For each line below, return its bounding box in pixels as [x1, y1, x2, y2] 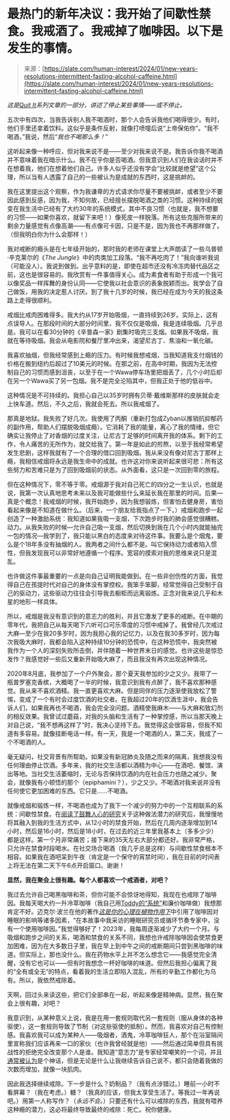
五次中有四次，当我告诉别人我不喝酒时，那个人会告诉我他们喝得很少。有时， [7, 115, 223, 123]
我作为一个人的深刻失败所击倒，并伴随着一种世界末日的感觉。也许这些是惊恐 [7, 646, 223, 654]
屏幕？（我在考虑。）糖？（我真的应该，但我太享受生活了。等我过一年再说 [12, 1088, 220, 1096]
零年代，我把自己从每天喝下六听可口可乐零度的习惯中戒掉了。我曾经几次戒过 [7, 621, 223, 629]
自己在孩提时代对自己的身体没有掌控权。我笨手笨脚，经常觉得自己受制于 [12, 580, 217, 588]
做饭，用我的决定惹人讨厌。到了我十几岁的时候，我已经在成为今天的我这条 [12, 287, 223, 295]
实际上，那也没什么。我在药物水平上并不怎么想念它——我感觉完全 [25, 950, 211, 958]
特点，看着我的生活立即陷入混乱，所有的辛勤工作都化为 [54, 967, 211, 975]
